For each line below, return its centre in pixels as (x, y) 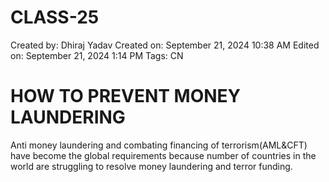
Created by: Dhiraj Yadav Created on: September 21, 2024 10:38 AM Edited (165, 45)
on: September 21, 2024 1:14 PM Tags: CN (97, 55)
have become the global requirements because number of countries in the (163, 155)
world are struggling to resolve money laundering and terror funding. (151, 166)
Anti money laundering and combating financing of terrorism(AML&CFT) (159, 145)
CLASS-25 (55, 17)
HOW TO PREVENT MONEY (126, 96)
